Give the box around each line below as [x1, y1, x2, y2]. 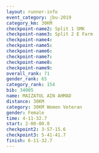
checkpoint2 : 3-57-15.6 [6, 126, 66, 133]
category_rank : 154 [6, 82, 56, 88]
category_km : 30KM [6, 20, 53, 26]
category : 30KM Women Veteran [6, 104, 83, 110]
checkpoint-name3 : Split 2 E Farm [6, 31, 94, 37]
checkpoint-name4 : [6, 37, 53, 43]
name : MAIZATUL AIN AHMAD [6, 93, 71, 99]
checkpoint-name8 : [6, 59, 53, 65]
